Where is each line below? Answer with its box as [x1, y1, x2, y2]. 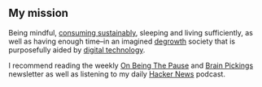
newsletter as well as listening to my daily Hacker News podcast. [8, 68, 226, 79]
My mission [8, 6, 69, 20]
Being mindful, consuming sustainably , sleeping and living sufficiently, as [8, 27, 254, 37]
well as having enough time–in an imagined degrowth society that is [8, 36, 236, 46]
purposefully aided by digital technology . [8, 44, 146, 55]
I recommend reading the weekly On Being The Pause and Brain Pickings [8, 60, 254, 70]
